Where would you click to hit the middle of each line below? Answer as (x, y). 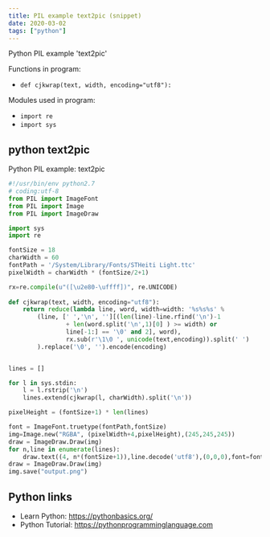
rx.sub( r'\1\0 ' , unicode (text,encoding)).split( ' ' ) (157, 339)
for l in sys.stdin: (43, 383)
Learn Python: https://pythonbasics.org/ (86, 516)
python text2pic (49, 150)
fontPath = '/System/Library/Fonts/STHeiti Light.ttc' (102, 265)
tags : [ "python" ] (37, 31)
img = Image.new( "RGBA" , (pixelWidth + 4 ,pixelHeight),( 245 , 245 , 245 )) (122, 434)
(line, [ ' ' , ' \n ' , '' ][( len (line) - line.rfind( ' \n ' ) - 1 (129, 317)
